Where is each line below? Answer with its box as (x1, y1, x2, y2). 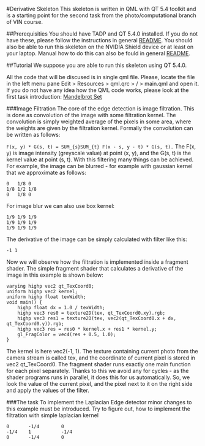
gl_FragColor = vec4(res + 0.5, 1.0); (17, 331, 116, 337)
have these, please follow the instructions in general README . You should (6, 37, 193, 44)
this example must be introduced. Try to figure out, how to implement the (6, 405, 191, 412)
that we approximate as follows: (6, 169, 87, 176)
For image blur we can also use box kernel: (6, 202, 115, 209)
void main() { (6, 299, 43, 306)
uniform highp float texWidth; (6, 294, 86, 300)
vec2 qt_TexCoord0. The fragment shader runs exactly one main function (6, 361, 191, 367)
